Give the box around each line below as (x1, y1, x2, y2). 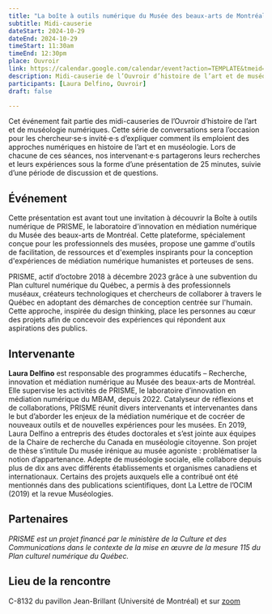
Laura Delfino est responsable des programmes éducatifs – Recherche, (8, 369, 247, 377)
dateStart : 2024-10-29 (8, 27, 85, 35)
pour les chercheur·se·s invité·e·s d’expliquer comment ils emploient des (8, 134, 249, 143)
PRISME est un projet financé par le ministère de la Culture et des (8, 534, 227, 544)
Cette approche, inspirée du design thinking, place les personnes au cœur (8, 306, 257, 316)
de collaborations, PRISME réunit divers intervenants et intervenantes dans (8, 403, 257, 412)
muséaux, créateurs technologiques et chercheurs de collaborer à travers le (8, 289, 262, 299)
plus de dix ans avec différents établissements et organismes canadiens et (8, 463, 257, 472)
